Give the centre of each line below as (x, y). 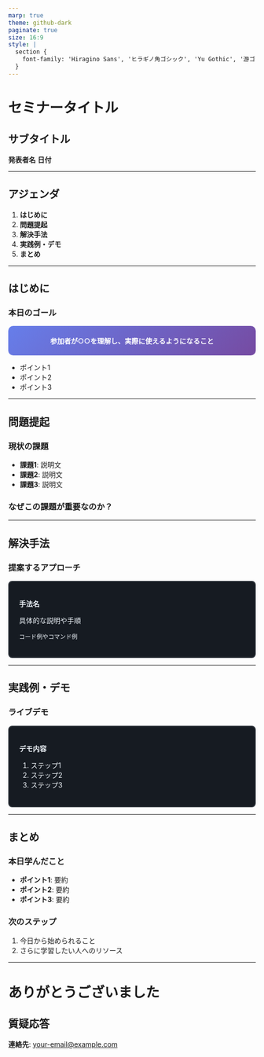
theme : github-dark (40, 23)
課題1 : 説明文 (40, 464)
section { (31, 52)
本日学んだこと (37, 861)
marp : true (26, 15)
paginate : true (33, 30)
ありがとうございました (84, 992)
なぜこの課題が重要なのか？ (60, 506)
